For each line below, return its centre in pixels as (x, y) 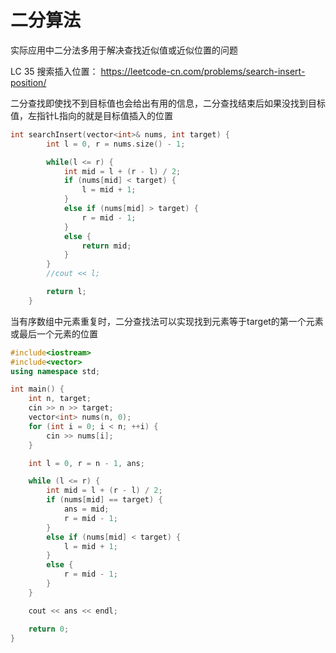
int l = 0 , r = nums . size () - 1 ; (116, 144)
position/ (28, 82)
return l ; (66, 292)
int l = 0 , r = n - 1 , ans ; (86, 463)
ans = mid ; (86, 509)
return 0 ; (49, 629)
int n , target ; (60, 399)
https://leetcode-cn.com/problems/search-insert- (203, 71)
